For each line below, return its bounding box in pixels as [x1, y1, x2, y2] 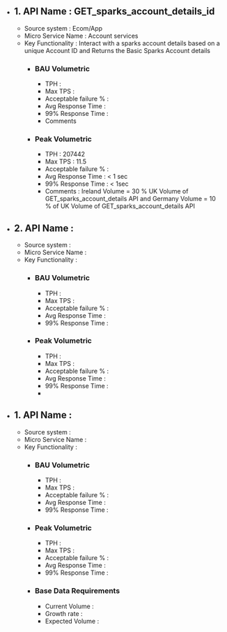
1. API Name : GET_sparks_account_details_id [13, 6, 215, 17]
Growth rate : [45, 609, 83, 617]
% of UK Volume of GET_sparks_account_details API [45, 202, 195, 210]
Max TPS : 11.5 [45, 157, 87, 166]
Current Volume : [45, 602, 94, 610]
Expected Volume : [45, 617, 100, 625]
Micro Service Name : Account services [24, 31, 139, 40]
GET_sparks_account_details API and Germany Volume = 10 [45, 195, 216, 203]
